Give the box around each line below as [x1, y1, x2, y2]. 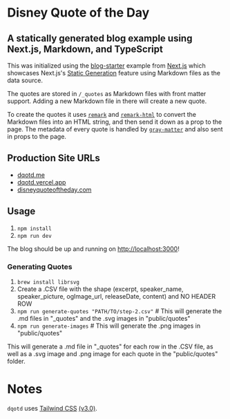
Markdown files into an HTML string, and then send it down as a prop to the [7, 118, 222, 126]
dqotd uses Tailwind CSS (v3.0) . [7, 404, 98, 412]
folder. [7, 357, 26, 365]
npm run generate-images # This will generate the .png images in [17, 322, 201, 330]
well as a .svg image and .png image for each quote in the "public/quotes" [7, 349, 218, 357]
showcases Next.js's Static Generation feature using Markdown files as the [7, 69, 221, 77]
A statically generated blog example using [7, 32, 193, 44]
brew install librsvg [17, 279, 79, 286]
